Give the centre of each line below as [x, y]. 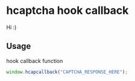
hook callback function [35, 60]
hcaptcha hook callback [67, 11]
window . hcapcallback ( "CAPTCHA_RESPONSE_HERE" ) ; [67, 72]
